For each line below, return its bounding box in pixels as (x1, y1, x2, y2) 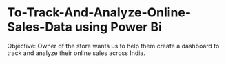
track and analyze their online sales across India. (7, 49, 146, 57)
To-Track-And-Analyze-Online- (7, 5, 192, 20)
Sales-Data (7, 19, 72, 35)
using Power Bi (74, 19, 162, 35)
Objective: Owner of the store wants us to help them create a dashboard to (7, 42, 220, 50)
